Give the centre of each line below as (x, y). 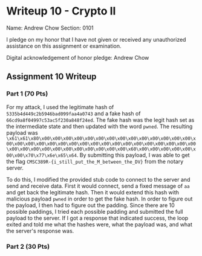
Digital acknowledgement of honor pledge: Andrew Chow (78, 57)
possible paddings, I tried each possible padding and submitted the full (95, 211)
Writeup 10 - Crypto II (61, 11)
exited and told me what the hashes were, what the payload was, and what (99, 224)
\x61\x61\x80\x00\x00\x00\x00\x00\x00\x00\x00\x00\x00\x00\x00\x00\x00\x (101, 138)
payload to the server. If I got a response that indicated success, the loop (97, 218)
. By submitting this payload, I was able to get (133, 155)
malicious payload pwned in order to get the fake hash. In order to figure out (99, 199)
